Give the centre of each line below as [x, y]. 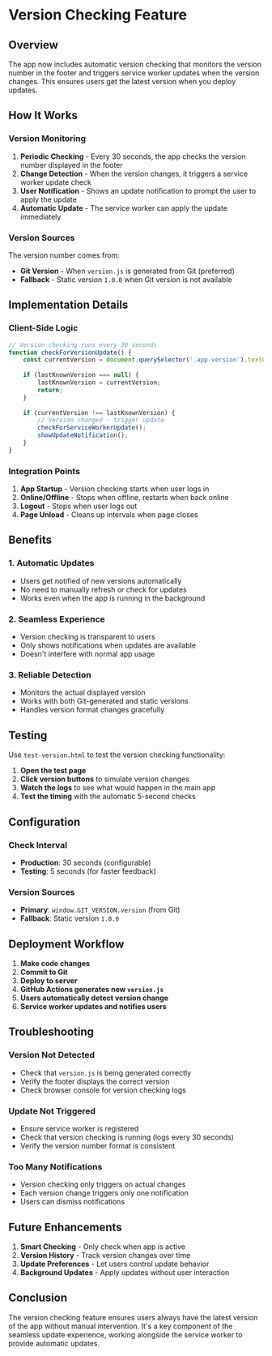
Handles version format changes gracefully [92, 710]
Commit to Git [44, 972]
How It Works [43, 115]
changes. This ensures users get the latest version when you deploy [122, 81]
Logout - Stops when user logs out [79, 506]
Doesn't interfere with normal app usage [87, 654]
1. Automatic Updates [51, 563]
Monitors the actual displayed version [83, 693]
